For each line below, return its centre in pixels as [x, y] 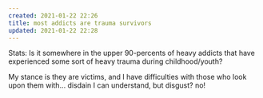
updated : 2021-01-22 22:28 [53, 30]
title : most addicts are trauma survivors [80, 23]
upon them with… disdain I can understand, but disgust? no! [107, 85]
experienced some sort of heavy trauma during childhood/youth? [116, 61]
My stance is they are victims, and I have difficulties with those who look [128, 77]
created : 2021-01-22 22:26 [53, 16]
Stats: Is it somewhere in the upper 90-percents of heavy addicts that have [132, 53]
